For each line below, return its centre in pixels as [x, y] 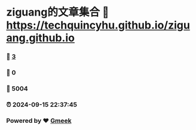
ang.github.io [40, 38]
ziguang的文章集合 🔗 [58, 12]
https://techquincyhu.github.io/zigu [98, 25]
